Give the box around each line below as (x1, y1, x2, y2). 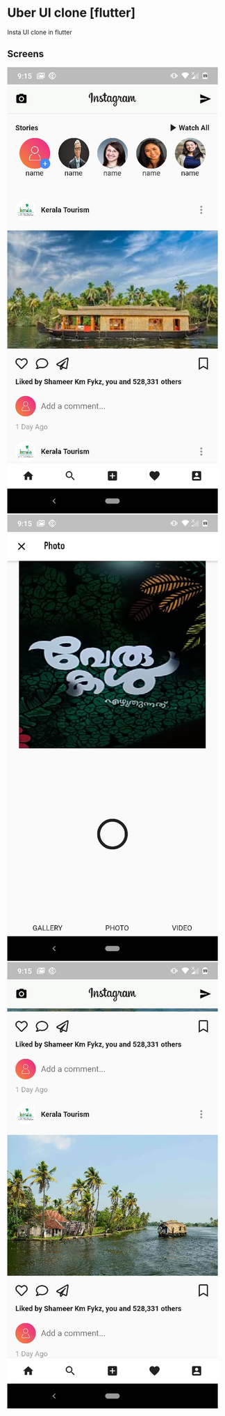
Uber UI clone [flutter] (7, 5, 136, 21)
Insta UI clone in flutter (7, 28, 73, 36)
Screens (7, 48, 44, 60)
